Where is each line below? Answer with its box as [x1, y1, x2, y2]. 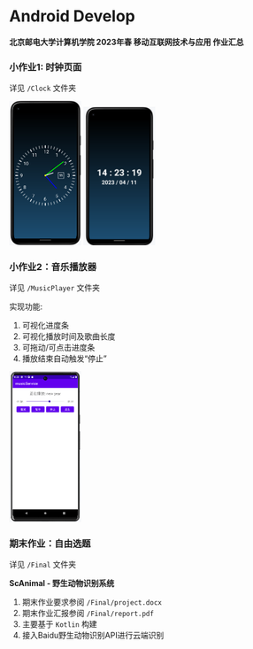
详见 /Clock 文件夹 [9, 82, 77, 94]
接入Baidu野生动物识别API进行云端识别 [21, 630, 165, 641]
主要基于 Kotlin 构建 [21, 619, 97, 630]
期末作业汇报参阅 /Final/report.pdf [21, 608, 155, 619]
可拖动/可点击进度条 [21, 343, 96, 353]
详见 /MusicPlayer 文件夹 [9, 282, 100, 293]
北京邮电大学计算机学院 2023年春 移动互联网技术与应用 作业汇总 [9, 36, 245, 47]
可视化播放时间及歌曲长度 [21, 331, 116, 342]
